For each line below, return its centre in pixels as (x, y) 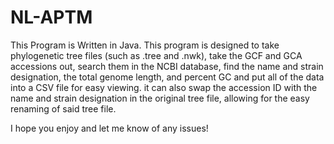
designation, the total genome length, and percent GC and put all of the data (167, 77)
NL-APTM (51, 17)
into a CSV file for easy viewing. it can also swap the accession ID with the (164, 87)
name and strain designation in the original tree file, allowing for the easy (160, 98)
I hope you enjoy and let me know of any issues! (109, 128)
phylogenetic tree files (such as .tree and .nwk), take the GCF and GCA (156, 55)
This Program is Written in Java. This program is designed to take (145, 45)
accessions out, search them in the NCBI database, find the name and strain (167, 66)
